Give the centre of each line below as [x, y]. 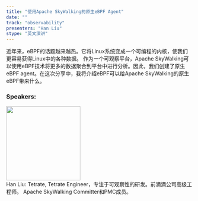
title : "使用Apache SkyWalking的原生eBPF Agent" [65, 12]
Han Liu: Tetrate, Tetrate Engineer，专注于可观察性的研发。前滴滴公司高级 [97, 184]
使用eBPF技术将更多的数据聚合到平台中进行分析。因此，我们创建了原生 [98, 66]
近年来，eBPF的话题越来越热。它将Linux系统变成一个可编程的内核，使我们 [97, 52]
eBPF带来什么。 [26, 81]
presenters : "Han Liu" [34, 28]
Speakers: [21, 97]
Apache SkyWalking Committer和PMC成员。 [77, 192]
